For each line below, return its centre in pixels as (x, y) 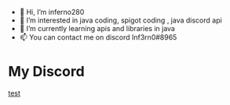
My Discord (46, 72)
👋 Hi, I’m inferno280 (52, 12)
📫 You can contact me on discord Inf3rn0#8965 (98, 37)
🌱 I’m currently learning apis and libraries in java (97, 28)
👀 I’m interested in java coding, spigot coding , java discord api (120, 20)
